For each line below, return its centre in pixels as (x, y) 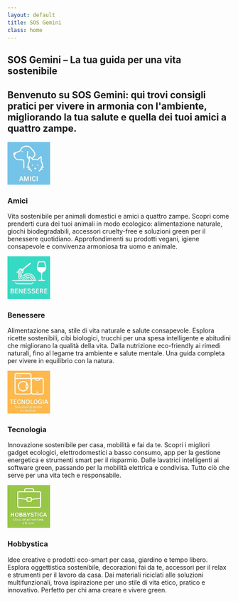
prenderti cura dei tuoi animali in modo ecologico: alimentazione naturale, (115, 224)
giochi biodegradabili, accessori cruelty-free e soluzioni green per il (107, 231)
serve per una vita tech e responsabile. (65, 475)
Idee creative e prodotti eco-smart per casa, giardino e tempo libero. (108, 560)
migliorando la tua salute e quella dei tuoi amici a (117, 117)
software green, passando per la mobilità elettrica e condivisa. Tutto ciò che (118, 468)
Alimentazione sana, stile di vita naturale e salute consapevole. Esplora (111, 330)
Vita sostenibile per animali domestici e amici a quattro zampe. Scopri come (118, 216)
